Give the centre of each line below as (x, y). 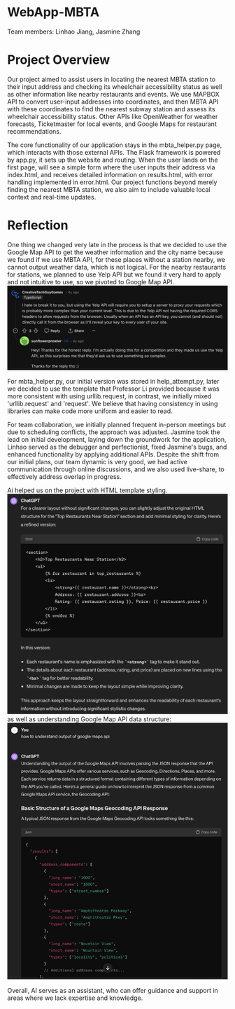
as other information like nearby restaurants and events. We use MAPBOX (114, 94)
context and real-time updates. (52, 197)
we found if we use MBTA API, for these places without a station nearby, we (116, 259)
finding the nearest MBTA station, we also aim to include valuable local (109, 189)
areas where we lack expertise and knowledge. (75, 998)
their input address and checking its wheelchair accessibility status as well (115, 86)
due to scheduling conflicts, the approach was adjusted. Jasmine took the (114, 432)
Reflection (38, 225)
